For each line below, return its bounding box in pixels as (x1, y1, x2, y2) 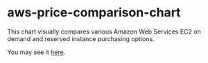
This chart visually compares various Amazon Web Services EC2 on (7, 27, 201, 36)
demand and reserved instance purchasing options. (7, 34, 155, 42)
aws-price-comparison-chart (7, 5, 182, 21)
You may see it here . (7, 48, 66, 56)
